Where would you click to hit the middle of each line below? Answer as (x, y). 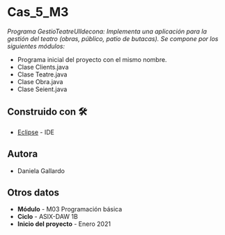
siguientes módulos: (36, 46)
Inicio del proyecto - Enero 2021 (64, 224)
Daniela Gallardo (41, 170)
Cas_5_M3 (38, 12)
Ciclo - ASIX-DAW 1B (47, 217)
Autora (23, 154)
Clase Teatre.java (42, 74)
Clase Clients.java (43, 67)
